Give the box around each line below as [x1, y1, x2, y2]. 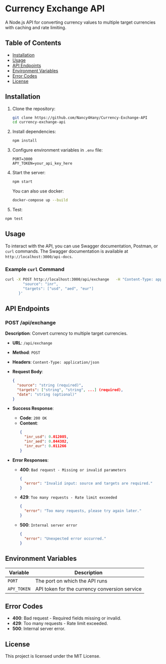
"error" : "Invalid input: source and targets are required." [24, 481, 153, 486]
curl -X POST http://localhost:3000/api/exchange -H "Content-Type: [5, 277, 154, 282]
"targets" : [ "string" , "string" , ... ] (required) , [17, 387, 124, 392]
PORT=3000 [12, 156, 33, 162]
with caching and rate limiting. [5, 24, 67, 30]
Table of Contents [5, 39, 62, 47]
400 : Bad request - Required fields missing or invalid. [12, 615, 122, 621]
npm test [5, 216, 23, 221]
